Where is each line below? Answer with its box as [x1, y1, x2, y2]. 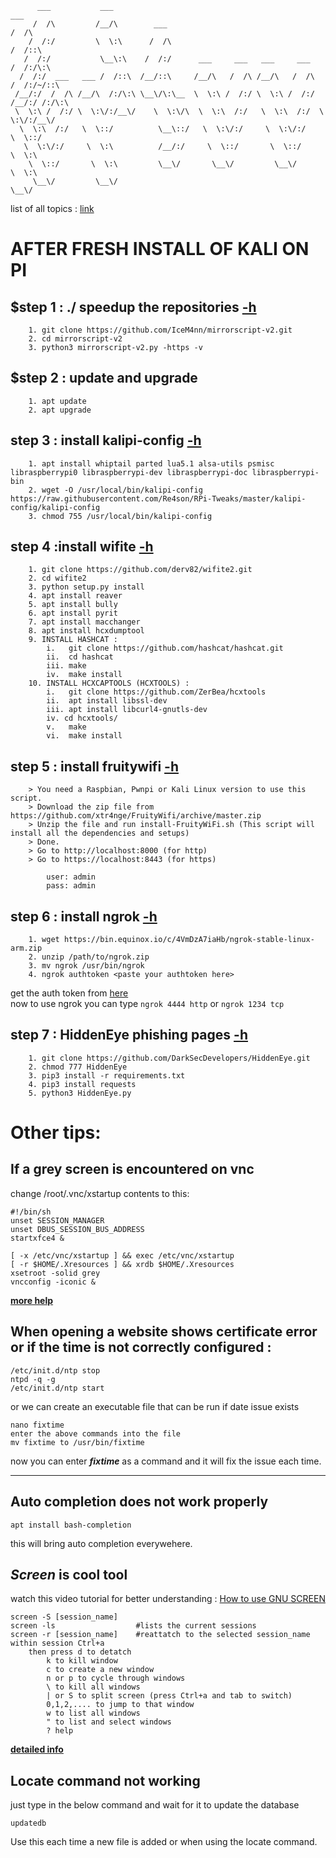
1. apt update [28, 396, 87, 406]
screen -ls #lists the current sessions [10, 1621, 257, 1631]
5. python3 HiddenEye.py [28, 1088, 132, 1098]
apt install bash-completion [10, 1520, 132, 1530]
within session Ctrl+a [10, 1638, 105, 1649]
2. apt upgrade [28, 405, 92, 415]
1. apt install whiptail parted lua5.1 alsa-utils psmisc [28, 458, 275, 469]
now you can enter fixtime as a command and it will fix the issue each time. [10, 1455, 322, 1467]
